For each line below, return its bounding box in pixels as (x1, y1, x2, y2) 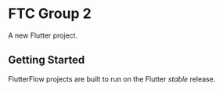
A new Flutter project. (8, 31, 78, 40)
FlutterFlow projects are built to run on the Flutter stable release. (8, 74, 216, 83)
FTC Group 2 (8, 5, 92, 23)
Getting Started (8, 53, 85, 67)
